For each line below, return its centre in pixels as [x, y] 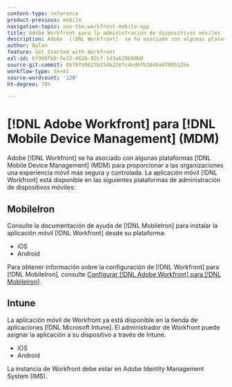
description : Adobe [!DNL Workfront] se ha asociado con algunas [106, 39]
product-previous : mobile [44, 20]
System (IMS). [27, 376]
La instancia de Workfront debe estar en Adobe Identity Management [106, 368]
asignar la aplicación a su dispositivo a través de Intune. [87, 335]
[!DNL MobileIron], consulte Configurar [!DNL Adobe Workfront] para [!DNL [114, 274]
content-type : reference [43, 13]
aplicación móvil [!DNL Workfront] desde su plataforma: [86, 233]
